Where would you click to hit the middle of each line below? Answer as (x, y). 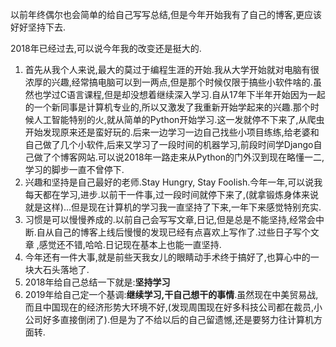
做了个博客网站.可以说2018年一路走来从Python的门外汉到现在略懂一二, (179, 157)
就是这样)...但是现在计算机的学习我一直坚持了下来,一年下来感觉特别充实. (173, 207)
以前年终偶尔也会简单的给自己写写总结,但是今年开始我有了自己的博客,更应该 (166, 14)
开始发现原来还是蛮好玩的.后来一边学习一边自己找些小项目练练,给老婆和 (172, 132)
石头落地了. (66, 269)
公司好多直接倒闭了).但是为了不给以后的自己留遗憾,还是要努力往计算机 (169, 319)
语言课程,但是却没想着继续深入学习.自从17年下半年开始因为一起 (196, 94)
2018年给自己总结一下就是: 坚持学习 (97, 282)
